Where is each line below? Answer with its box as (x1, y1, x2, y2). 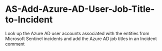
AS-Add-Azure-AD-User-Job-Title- (5, 3, 155, 15)
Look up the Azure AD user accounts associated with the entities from (5, 30, 149, 36)
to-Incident (5, 14, 53, 25)
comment (5, 41, 25, 47)
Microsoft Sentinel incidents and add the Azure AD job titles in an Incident (5, 36, 157, 42)
